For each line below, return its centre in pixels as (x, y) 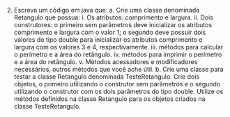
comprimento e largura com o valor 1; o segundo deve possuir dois (110, 32)
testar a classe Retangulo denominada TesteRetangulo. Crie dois (107, 77)
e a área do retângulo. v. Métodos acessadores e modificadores (106, 62)
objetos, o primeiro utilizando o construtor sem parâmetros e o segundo (117, 84)
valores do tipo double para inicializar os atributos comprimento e (108, 40)
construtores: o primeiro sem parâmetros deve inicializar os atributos (113, 25)
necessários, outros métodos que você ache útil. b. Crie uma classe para (118, 69)
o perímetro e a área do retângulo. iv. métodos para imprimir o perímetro (118, 54)
